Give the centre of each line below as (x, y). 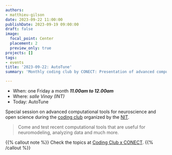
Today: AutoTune (30, 102)
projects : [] (19, 53)
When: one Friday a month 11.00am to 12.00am (63, 91)
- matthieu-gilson (25, 15)
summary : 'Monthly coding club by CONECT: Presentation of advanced (80, 72)
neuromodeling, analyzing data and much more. (68, 132)
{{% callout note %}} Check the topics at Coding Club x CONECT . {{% (79, 142)
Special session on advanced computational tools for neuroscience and (81, 112)
